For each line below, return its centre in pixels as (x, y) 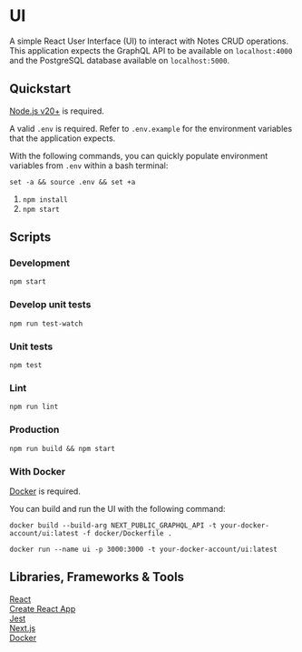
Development (40, 263)
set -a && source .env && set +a (73, 182)
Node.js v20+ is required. (57, 111)
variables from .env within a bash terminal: (89, 166)
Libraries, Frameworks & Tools (97, 577)
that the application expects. (63, 138)
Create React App (43, 608)
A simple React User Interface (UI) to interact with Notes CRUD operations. (149, 41)
